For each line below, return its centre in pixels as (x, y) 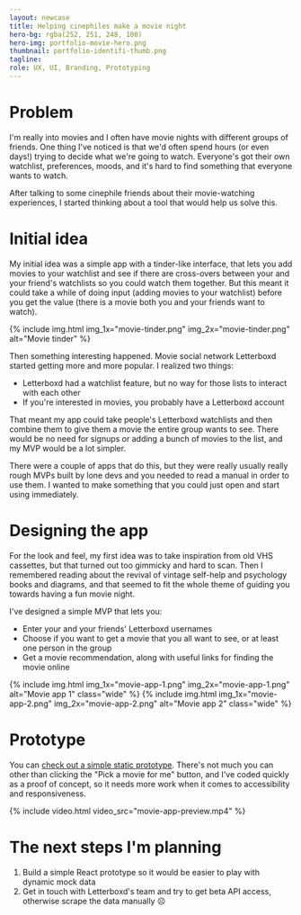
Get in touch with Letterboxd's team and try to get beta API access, (146, 891)
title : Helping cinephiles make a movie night (98, 26)
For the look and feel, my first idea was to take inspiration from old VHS (142, 555)
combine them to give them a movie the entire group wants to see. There (144, 429)
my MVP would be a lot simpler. (68, 448)
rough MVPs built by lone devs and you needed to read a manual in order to (150, 475)
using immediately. (44, 494)
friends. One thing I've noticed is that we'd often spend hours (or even (139, 147)
